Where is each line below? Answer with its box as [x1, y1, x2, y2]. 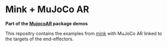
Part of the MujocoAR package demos [5, 20, 88, 27]
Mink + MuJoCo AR [5, 4, 89, 15]
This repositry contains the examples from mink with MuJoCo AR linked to [5, 30, 162, 36]
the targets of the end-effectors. [5, 36, 74, 42]
